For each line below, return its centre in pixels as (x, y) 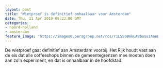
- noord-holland (21, 27)
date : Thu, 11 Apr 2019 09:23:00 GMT (43, 18)
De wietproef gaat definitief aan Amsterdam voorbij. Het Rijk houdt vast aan (81, 50)
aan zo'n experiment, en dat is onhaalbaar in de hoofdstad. (64, 60)
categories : (17, 23)
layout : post (18, 9)
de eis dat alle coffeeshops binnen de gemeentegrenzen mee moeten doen (80, 55)
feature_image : (20, 37)
